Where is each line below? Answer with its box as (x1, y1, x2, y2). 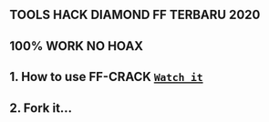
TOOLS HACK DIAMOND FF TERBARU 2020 (9, 7, 261, 23)
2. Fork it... (9, 100, 73, 116)
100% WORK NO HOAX (9, 38, 144, 54)
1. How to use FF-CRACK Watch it (9, 69, 203, 85)
